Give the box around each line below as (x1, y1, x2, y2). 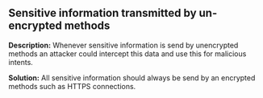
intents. (8, 57, 34, 67)
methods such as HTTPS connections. (8, 81, 136, 91)
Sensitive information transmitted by (8, 6, 197, 20)
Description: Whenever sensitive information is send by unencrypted (8, 40, 239, 50)
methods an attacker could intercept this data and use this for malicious (8, 48, 247, 59)
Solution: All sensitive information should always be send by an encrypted (8, 72, 256, 83)
